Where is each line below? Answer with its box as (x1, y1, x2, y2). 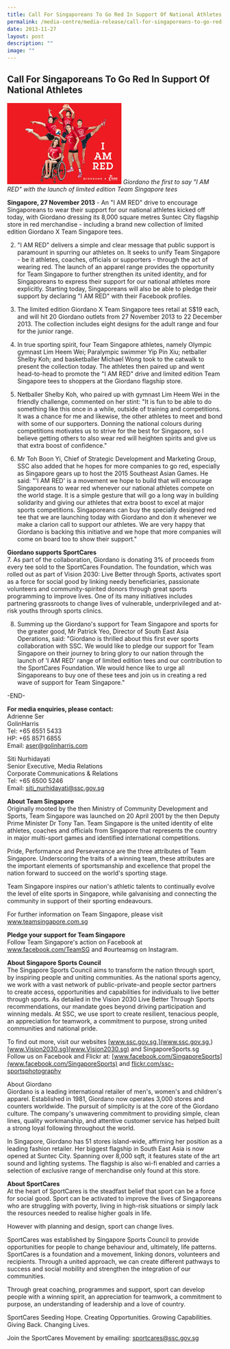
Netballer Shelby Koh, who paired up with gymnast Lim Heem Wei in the (16, 390, 220, 398)
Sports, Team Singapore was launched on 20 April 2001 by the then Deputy (7, 811, 220, 820)
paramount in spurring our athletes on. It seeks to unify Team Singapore (16, 248, 220, 256)
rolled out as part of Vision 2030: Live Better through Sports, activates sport (7, 570, 221, 578)
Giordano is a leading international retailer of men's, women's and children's (7, 1087, 222, 1096)
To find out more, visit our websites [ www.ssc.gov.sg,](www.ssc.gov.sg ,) (7, 1037, 214, 1045)
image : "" (7, 47, 36, 54)
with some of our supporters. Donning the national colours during (16, 419, 202, 427)
